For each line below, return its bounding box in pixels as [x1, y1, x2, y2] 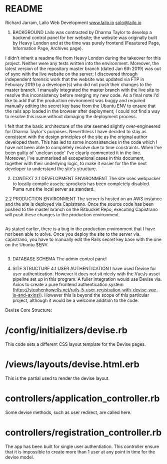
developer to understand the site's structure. [5, 166, 97, 172]
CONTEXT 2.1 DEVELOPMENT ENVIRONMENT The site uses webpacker [12, 175, 161, 181]
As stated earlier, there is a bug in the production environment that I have [5, 226, 156, 232]
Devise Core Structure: [5, 307, 52, 313]
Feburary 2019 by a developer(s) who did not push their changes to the [5, 81, 152, 88]
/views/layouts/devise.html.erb [5, 359, 140, 370]
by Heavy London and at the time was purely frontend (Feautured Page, [12, 40, 160, 46]
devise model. [5, 454, 34, 460]
